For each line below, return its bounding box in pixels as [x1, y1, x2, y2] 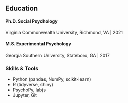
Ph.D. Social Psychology [5, 18, 58, 24]
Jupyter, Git [12, 92, 37, 98]
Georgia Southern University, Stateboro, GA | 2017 [5, 52, 110, 58]
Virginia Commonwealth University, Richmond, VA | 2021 [5, 29, 123, 35]
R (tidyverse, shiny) [12, 82, 53, 88]
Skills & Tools [5, 65, 39, 72]
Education [5, 4, 38, 13]
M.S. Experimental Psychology [5, 41, 72, 47]
